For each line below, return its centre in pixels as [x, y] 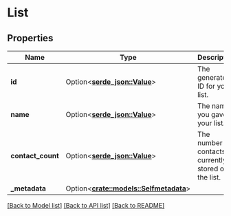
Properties [30, 38]
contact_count [35, 156]
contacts [211, 151]
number [210, 143]
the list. [209, 177]
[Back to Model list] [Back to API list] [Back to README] [86, 205]
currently [212, 160]
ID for [206, 86]
